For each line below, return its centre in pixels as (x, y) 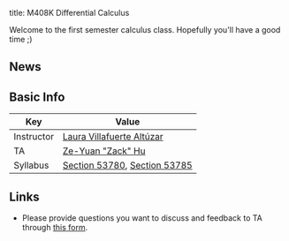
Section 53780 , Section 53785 (127, 165)
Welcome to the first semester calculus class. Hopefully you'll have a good (145, 30)
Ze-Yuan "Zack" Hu (104, 151)
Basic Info (37, 97)
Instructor (34, 137)
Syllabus (31, 165)
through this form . (55, 228)
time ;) (21, 39)
